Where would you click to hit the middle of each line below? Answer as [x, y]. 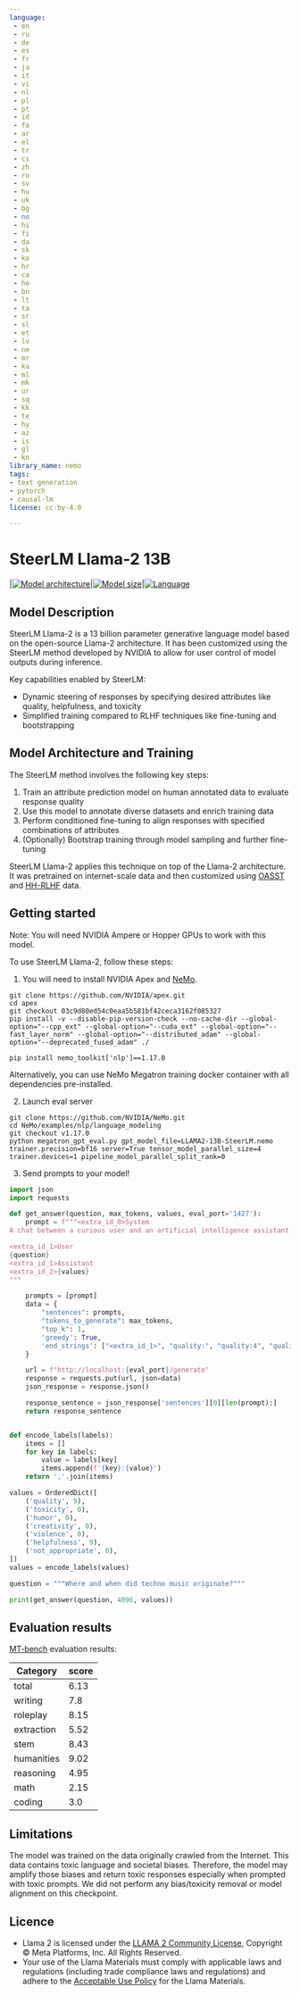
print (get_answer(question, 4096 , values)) [92, 1599]
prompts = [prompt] [62, 1296]
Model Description [62, 612]
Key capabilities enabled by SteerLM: [78, 679]
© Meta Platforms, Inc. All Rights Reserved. [102, 1952]
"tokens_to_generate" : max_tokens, [108, 1321]
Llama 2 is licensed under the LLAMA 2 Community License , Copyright [152, 1942]
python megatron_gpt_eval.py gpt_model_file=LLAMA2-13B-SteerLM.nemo [142, 1141]
